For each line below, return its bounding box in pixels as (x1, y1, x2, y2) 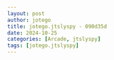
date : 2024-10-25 (7, 29, 58, 37)
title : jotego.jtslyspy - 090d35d (7, 23, 108, 30)
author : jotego (7, 17, 51, 23)
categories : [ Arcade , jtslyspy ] (7, 36, 101, 43)
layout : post (7, 10, 45, 17)
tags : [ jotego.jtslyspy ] (7, 42, 79, 49)
